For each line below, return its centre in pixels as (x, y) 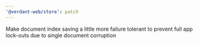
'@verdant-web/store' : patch (42, 12)
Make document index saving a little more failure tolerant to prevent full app (99, 29)
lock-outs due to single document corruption (61, 35)
